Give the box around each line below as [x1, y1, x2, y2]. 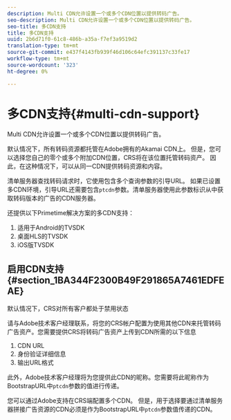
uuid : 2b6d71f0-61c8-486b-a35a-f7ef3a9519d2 [7, 36, 138, 43]
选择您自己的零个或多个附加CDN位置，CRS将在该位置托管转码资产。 [12, 154, 209, 162]
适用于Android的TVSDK [17, 223, 85, 232]
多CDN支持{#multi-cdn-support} [7, 106, 201, 122]
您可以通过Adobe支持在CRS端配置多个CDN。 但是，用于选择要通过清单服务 [7, 396, 223, 405]
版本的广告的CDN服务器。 [25, 194, 100, 203]
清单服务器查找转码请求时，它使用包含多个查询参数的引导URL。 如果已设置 [7, 177, 221, 185]
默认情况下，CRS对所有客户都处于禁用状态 [7, 304, 129, 313]
